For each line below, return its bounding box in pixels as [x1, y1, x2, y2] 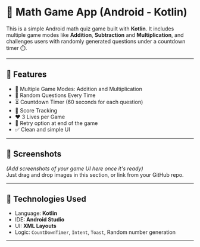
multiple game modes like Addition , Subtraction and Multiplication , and [6, 31, 184, 38]
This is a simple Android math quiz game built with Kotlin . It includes [6, 25, 174, 32]
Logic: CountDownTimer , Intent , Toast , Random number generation [14, 229, 176, 236]
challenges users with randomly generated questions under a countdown [6, 37, 186, 45]
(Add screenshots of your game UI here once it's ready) [6, 165, 144, 172]
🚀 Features [6, 70, 47, 80]
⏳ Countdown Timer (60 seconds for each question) [14, 98, 143, 105]
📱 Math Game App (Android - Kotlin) [6, 5, 187, 19]
